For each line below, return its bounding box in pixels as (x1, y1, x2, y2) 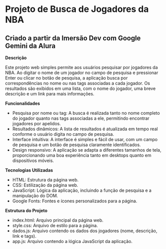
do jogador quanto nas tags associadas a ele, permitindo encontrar (12, 115, 150, 121)
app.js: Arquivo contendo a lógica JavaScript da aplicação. (12, 239, 133, 244)
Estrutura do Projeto (5, 208, 48, 213)
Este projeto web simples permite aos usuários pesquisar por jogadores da (5, 65, 158, 70)
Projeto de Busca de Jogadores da (5, 3, 149, 15)
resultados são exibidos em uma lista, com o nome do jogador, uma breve (5, 85, 156, 91)
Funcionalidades (5, 100, 41, 106)
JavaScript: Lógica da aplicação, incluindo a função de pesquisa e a (12, 187, 152, 193)
